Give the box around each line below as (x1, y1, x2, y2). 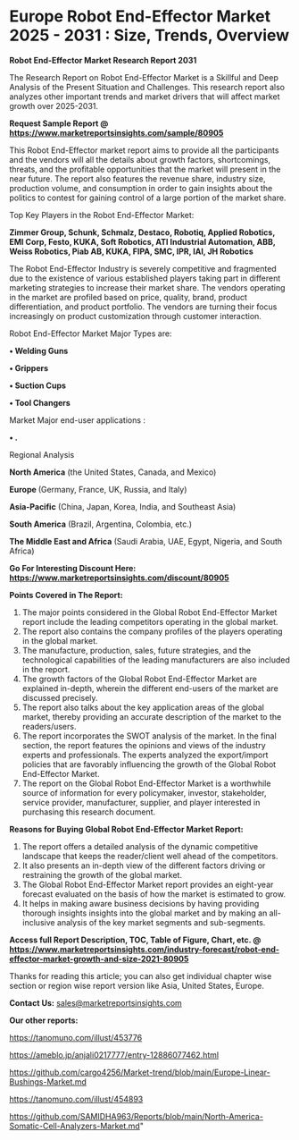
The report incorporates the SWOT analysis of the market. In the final (21, 730, 277, 741)
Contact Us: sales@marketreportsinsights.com (9, 997, 183, 1008)
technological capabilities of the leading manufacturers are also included (21, 654, 290, 665)
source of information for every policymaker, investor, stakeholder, (21, 787, 267, 798)
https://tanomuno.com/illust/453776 (9, 1032, 143, 1043)
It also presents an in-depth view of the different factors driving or (21, 860, 266, 871)
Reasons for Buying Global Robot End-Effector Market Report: (9, 823, 244, 834)
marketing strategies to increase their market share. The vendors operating (9, 282, 286, 292)
